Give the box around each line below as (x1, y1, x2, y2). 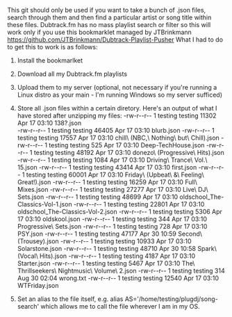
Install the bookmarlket (17, 56, 83, 65)
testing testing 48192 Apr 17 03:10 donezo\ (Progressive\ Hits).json (33, 149, 224, 156)
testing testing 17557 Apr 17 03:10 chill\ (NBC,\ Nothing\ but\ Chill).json (17, 133, 220, 142)
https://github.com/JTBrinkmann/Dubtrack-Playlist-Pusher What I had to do (7, 35, 224, 44)
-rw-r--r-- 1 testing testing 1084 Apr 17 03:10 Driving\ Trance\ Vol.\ (17, 156, 208, 164)
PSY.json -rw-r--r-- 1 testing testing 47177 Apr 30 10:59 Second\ (17, 229, 203, 238)
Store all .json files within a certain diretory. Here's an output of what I (17, 104, 217, 112)
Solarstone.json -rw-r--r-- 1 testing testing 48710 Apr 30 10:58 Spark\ (17, 245, 217, 252)
